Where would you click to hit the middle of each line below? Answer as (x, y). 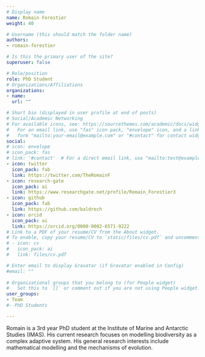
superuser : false (28, 62)
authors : (17, 40)
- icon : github (26, 198)
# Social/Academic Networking (45, 118)
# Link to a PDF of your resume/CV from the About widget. (83, 232)
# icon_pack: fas (28, 153)
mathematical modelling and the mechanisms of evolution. (80, 347)
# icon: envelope (28, 147)
